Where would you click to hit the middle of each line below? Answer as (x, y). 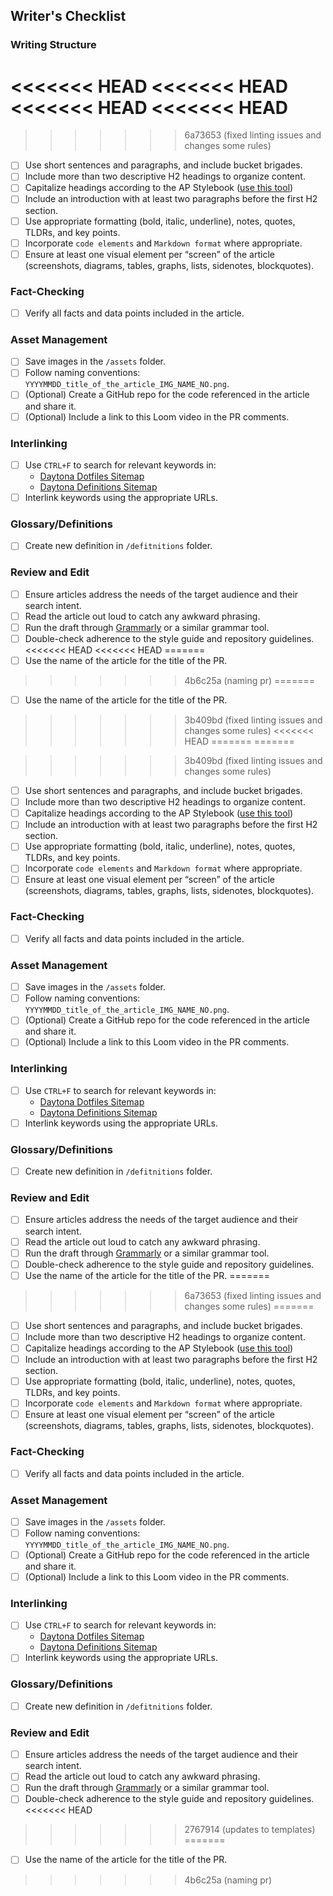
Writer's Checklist (68, 16)
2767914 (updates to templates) (250, 1830)
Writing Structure (53, 45)
